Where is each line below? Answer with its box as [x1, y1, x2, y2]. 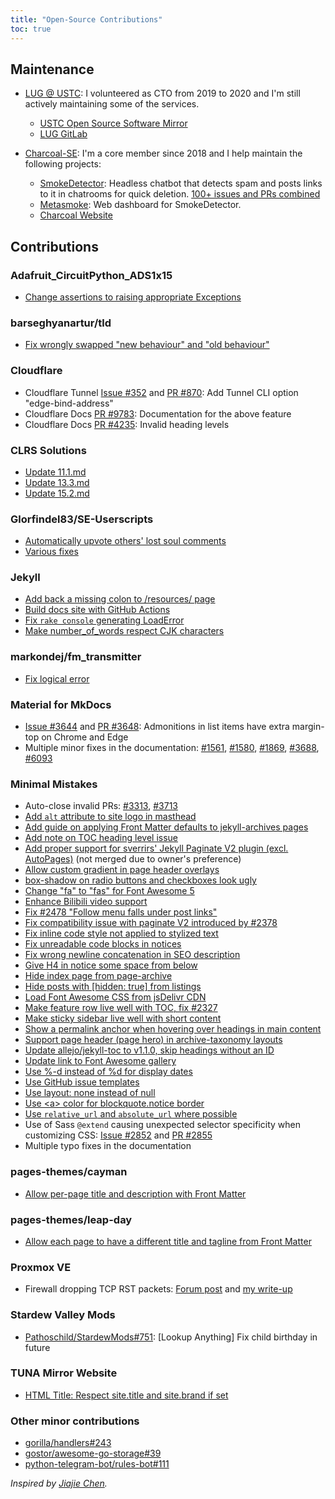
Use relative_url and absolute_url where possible [24, 1108, 238, 1120]
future [24, 1341, 51, 1353]
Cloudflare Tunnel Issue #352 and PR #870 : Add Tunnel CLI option [24, 386, 299, 398]
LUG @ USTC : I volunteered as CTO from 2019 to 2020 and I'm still [24, 87, 301, 100]
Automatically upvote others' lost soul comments [24, 535, 227, 547]
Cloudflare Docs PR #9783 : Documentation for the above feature [24, 407, 292, 420]
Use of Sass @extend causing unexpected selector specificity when [24, 1119, 302, 1131]
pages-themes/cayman [10, 1165, 128, 1179]
